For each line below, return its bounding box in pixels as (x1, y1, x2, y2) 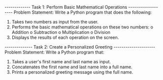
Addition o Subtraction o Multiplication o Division (11, 29, 111, 35)
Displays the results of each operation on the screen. (11, 34, 119, 40)
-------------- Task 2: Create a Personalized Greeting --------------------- (4, 44, 156, 50)
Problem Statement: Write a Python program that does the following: (13, 9, 152, 15)
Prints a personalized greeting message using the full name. (11, 69, 134, 75)
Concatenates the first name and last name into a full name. (11, 64, 133, 70)
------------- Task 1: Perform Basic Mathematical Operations (4, 4, 127, 10)
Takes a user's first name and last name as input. (11, 59, 111, 64)
